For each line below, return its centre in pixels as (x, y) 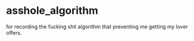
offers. (14, 32)
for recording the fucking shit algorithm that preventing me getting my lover (97, 27)
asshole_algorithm (52, 11)
